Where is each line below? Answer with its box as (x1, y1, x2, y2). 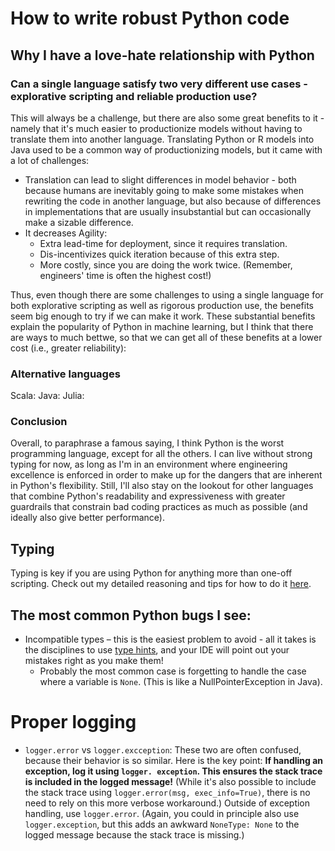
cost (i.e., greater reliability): (10, 342, 127, 354)
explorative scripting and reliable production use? (10, 89, 258, 103)
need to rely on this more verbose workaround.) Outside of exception (24, 797, 311, 809)
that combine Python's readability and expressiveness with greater (10, 490, 286, 502)
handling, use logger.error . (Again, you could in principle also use (24, 808, 300, 820)
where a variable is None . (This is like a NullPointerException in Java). (39, 676, 323, 688)
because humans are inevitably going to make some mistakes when (24, 184, 304, 196)
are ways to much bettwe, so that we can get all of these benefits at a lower (10, 331, 323, 343)
